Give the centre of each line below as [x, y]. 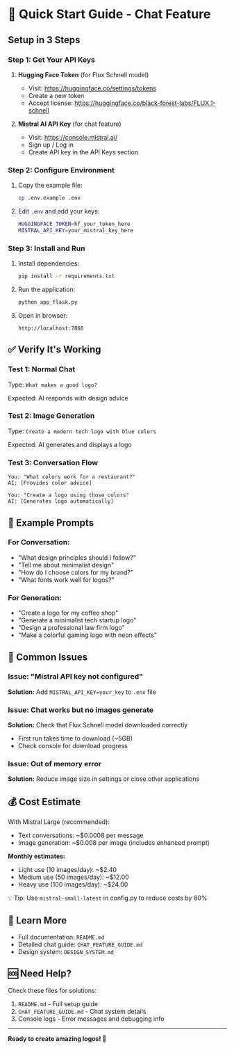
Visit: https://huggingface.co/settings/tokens [92, 88]
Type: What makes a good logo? [53, 385]
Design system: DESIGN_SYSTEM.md [66, 952]
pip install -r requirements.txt [66, 276]
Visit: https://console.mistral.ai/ [73, 137]
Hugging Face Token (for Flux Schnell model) [83, 74]
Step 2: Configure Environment [61, 170]
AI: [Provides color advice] [50, 483]
